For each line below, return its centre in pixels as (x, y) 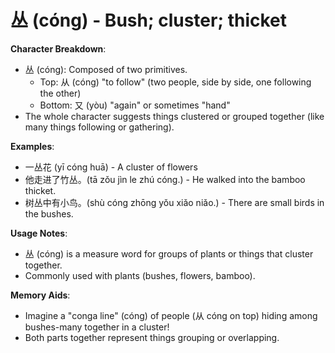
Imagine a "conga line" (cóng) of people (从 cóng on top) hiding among (171, 315)
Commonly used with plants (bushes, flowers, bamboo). (140, 275)
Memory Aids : (40, 295)
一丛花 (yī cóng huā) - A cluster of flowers (111, 167)
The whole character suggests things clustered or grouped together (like (174, 116)
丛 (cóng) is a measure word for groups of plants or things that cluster (169, 253)
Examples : (32, 146)
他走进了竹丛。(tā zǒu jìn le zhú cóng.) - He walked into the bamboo (165, 179)
